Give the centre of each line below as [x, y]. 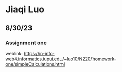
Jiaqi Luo [25, 9]
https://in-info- [39, 53]
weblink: [14, 53]
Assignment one [26, 43]
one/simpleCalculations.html [35, 64]
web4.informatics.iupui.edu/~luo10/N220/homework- [61, 59]
